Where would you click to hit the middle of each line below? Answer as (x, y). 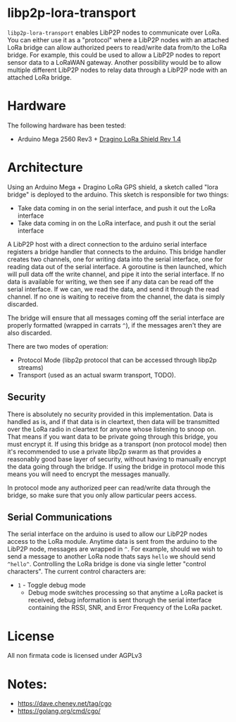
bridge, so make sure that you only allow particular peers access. (102, 495)
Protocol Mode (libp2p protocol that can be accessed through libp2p (117, 360)
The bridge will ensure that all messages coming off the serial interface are (116, 318)
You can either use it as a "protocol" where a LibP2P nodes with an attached (118, 39)
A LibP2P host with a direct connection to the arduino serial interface (107, 244)
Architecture (45, 168)
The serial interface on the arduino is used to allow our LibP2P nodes (107, 534)
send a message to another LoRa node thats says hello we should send (112, 556)
